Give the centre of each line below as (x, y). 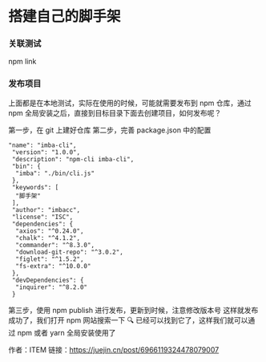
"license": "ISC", (42, 217)
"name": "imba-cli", (43, 145)
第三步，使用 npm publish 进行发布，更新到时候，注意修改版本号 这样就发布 (133, 310)
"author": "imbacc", (46, 209)
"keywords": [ (35, 187)
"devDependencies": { (48, 280)
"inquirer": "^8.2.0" (52, 287)
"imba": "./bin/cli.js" (55, 173)
